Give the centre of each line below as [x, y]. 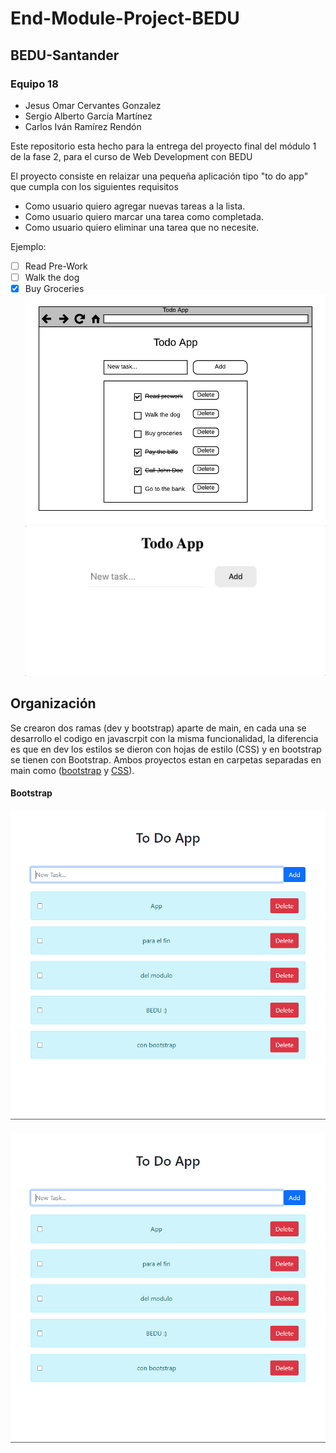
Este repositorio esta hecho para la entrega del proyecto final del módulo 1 [163, 146]
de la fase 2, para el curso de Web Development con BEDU [131, 156]
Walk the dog [52, 277]
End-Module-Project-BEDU [125, 18]
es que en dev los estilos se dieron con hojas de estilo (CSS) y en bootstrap [166, 749]
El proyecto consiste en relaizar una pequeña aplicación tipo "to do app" [159, 176]
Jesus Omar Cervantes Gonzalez [93, 105]
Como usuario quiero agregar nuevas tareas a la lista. [135, 206]
